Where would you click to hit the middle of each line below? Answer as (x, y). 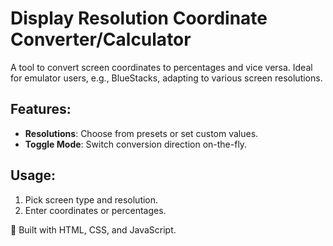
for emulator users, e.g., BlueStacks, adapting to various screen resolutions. (166, 78)
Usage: (33, 175)
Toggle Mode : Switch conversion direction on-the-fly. (136, 144)
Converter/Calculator (101, 39)
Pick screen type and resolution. (91, 199)
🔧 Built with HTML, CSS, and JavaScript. (93, 229)
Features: (41, 109)
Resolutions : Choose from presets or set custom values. (141, 133)
